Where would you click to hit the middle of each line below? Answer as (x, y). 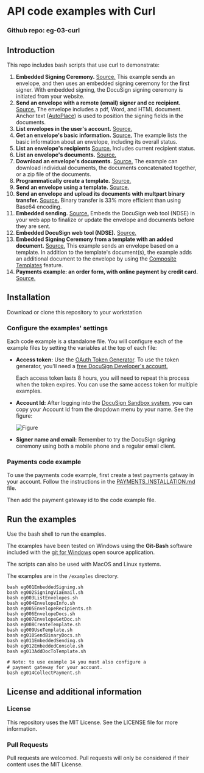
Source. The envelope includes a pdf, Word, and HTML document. (99, 109)
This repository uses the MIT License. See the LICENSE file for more (93, 722)
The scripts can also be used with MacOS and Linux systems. (84, 564)
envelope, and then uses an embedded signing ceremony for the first (103, 83)
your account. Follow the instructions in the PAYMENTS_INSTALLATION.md (101, 482)
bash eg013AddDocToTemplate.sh (47, 652)
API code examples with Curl (81, 11)
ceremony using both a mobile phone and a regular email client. (96, 446)
